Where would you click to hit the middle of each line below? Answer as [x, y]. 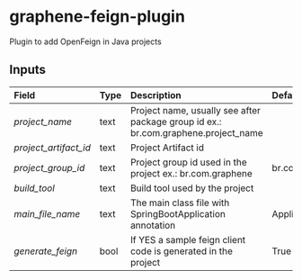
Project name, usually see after [195, 110]
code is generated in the [182, 251]
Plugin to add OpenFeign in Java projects [85, 41]
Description [155, 95]
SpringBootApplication [178, 213]
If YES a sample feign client [188, 239]
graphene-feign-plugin [98, 17]
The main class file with [180, 203]
